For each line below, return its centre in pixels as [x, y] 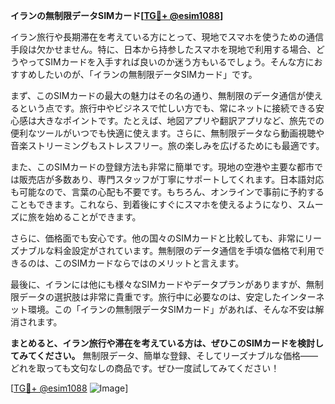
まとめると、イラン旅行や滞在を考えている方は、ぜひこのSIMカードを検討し [167, 343]
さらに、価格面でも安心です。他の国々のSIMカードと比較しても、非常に [157, 238]
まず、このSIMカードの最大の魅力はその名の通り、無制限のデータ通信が [158, 95]
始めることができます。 [93, 217]
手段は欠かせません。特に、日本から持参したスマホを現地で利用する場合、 [163, 49]
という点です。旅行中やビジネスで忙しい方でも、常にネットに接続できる [167, 108]
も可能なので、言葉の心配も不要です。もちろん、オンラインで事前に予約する [167, 192]
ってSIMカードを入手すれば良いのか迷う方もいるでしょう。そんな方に [171, 62]
